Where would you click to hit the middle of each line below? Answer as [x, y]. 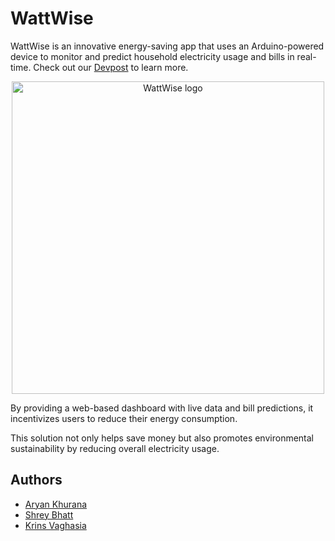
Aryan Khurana [56, 504]
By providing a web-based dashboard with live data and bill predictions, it [162, 408]
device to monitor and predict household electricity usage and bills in [152, 56]
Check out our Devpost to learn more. [111, 67]
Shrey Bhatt [49, 514]
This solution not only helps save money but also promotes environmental [162, 438]
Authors [36, 480]
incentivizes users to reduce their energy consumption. [124, 418]
